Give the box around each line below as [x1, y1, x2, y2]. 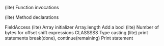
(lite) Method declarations [5, 14, 59, 20]
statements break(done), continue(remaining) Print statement [5, 35, 133, 41]
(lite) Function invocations [5, 5, 59, 10]
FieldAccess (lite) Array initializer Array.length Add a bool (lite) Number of [5, 24, 159, 30]
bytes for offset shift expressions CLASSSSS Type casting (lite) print [5, 30, 148, 35]
